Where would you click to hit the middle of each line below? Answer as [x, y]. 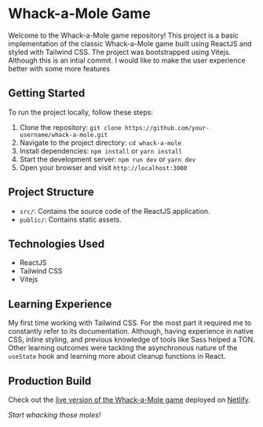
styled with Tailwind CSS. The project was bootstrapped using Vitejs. [120, 52]
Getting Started [47, 94]
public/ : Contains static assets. [70, 219]
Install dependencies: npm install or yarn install [101, 150]
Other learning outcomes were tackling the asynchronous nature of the [123, 348]
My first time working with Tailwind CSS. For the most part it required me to [130, 323]
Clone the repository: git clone [70, 127]
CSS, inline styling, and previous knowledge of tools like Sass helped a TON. [131, 340]
